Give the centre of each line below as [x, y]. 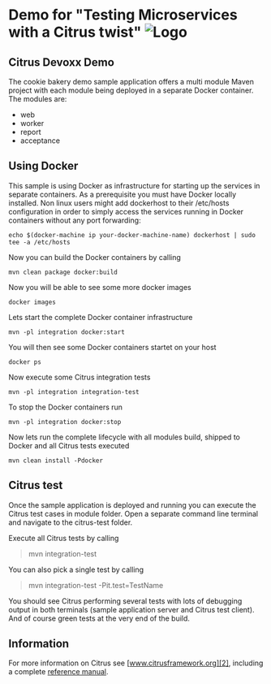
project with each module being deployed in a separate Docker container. [131, 90]
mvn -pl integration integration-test [74, 392]
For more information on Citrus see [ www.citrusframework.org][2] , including [136, 663]
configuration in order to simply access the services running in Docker [126, 211]
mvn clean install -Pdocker [56, 461]
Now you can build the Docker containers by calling [95, 257]
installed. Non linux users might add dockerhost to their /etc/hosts [119, 203]
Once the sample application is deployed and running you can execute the [133, 504]
